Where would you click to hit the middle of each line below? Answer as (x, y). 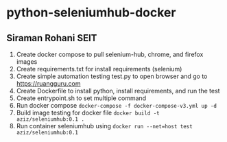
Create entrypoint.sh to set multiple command (81, 98)
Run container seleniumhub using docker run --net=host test (104, 126)
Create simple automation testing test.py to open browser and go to (112, 76)
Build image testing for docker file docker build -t (88, 113)
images (27, 62)
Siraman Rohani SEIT (52, 38)
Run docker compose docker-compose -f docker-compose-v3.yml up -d (117, 105)
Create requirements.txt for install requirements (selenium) (99, 69)
